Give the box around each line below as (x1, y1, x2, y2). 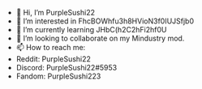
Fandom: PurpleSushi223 (15, 71, 101, 81)
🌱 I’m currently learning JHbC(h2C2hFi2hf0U (15, 25, 167, 34)
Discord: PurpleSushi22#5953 (15, 63, 118, 72)
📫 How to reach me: (15, 43, 86, 52)
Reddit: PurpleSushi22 (15, 54, 92, 64)
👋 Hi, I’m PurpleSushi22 (15, 8, 96, 17)
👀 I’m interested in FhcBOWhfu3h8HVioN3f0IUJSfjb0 (15, 16, 195, 26)
